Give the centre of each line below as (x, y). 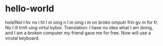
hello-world (30, 9)
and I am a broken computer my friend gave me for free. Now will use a (78, 33)
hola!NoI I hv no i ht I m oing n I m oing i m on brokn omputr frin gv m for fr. (82, 22)
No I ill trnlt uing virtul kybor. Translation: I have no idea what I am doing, (79, 27)
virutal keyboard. (22, 38)
